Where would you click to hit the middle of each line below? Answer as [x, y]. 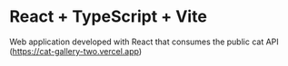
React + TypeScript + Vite [108, 17]
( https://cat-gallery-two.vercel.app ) [76, 51]
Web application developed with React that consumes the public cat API [144, 42]
